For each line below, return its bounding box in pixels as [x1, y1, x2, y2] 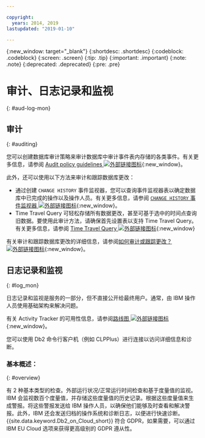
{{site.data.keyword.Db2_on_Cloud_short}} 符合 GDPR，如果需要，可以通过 [6, 417, 195, 425]
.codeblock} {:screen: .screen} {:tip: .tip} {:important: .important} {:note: [6, 54, 187, 62]
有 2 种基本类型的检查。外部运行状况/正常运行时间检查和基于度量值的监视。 [6, 387, 196, 394]
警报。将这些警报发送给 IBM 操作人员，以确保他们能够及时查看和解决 [11, 402, 185, 409]
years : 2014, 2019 [12, 20, 59, 26]
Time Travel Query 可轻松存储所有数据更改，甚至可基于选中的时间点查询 [15, 210, 197, 217]
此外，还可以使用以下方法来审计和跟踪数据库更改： [6, 173, 135, 181]
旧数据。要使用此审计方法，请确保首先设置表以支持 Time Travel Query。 [15, 217, 197, 225]
